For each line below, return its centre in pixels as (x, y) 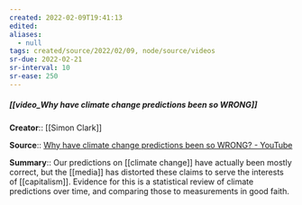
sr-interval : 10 (40, 68)
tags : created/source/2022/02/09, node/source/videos (113, 51)
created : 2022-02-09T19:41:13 (66, 18)
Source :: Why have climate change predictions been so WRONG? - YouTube (151, 145)
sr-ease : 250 (34, 76)
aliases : (26, 34)
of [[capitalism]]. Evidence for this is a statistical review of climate (132, 182)
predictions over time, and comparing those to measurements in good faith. (150, 191)
